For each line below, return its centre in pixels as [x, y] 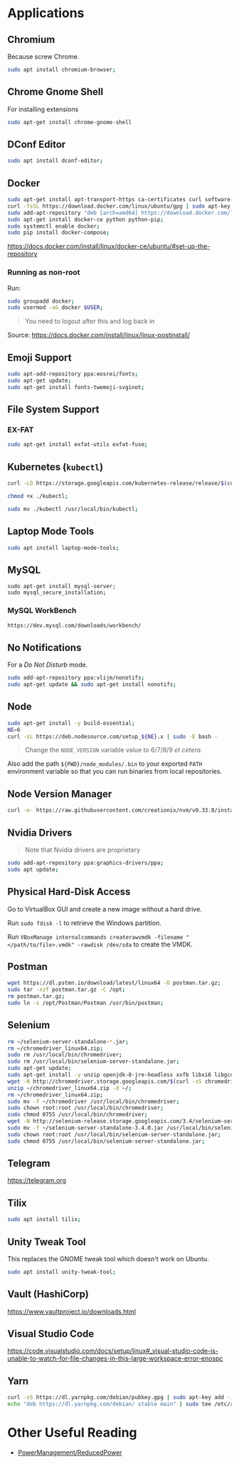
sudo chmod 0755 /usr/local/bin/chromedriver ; [78, 1115]
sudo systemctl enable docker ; [54, 226]
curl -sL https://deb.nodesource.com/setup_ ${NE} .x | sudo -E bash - [113, 737]
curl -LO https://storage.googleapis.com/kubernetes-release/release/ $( [117, 483]
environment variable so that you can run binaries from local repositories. [115, 772]
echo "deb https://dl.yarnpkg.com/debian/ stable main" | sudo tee [110, 1404]
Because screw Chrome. [43, 56]
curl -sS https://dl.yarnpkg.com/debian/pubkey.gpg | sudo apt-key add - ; [121, 1398]
